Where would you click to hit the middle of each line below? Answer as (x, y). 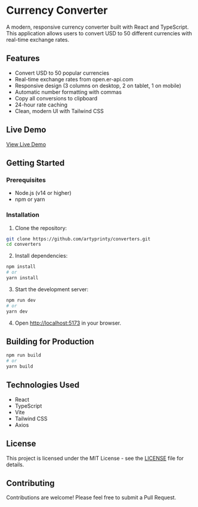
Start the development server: (52, 289)
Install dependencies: (41, 256)
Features (23, 58)
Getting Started (35, 163)
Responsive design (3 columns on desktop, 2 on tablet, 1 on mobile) (98, 85)
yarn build (20, 366)
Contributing (30, 483)
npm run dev (21, 300)
